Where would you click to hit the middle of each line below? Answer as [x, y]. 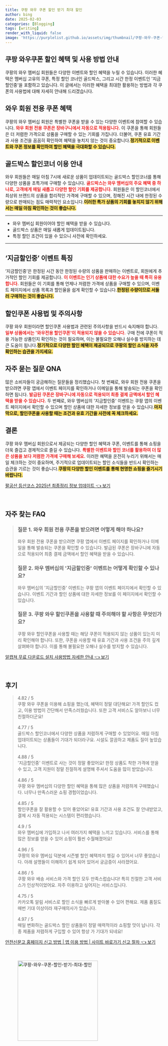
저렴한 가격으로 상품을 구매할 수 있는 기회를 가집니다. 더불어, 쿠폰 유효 [83, 134]
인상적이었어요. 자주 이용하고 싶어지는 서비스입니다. [77, 885]
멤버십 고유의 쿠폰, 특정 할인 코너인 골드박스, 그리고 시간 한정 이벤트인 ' [83, 79]
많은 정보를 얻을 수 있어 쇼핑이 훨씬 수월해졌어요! [65, 839]
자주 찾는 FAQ [25, 514]
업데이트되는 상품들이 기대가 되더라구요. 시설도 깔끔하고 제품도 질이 [83, 739]
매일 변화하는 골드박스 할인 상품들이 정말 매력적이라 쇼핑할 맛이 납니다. [86, 925]
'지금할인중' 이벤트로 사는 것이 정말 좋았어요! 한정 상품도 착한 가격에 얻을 [88, 763]
